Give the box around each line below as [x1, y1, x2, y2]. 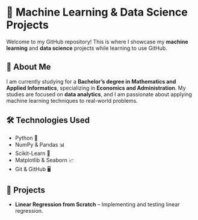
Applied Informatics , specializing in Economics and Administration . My [6, 84, 187, 91]
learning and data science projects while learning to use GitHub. [6, 44, 167, 52]
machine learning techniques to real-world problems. [6, 97, 138, 104]
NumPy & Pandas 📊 [14, 141, 65, 148]
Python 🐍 [14, 134, 38, 141]
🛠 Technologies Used [6, 115, 90, 126]
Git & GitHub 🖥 [14, 165, 51, 173]
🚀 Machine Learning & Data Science [6, 5, 188, 19]
